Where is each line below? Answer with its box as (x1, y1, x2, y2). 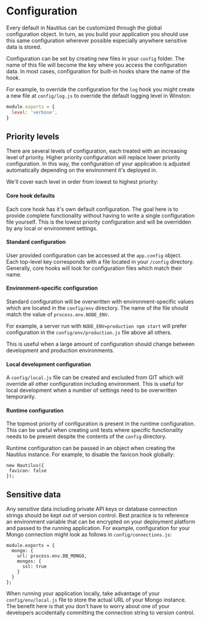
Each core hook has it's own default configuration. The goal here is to (6, 206, 179, 213)
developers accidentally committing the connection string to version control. (6, 609, 195, 617)
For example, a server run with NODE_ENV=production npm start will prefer (6, 322, 187, 329)
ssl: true (22, 564, 47, 570)
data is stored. (6, 43, 42, 50)
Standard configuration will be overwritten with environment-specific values (6, 297, 194, 305)
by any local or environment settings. (6, 224, 98, 232)
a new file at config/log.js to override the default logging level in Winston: (6, 92, 191, 99)
